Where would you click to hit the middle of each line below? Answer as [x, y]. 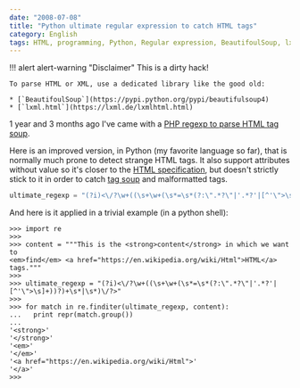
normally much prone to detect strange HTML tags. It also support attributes [150, 161]
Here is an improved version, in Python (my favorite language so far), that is [148, 151]
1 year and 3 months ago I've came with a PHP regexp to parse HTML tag [144, 124]
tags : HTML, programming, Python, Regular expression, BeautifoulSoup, [145, 42]
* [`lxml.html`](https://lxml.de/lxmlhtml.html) [101, 108]
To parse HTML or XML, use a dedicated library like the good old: [137, 84]
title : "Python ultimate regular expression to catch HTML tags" [133, 26]
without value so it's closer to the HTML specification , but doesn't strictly [144, 169]
